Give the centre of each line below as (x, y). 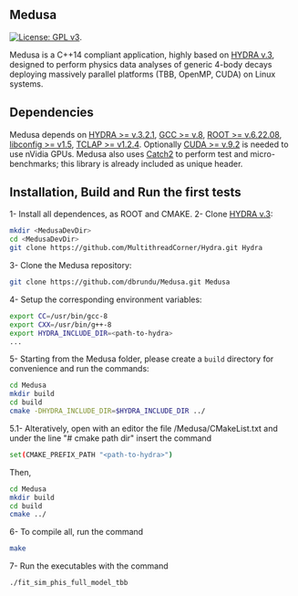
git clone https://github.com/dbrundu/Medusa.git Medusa (120, 282)
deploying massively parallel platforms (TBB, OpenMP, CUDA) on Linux (143, 74)
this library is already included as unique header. (152, 163)
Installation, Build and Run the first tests (125, 192)
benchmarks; (34, 163)
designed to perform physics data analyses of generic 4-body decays (141, 64)
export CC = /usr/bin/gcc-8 (58, 316)
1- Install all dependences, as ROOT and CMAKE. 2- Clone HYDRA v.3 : (141, 214)
